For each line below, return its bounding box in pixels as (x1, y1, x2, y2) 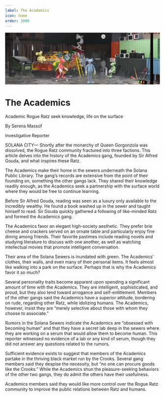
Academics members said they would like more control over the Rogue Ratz (5, 381, 159, 387)
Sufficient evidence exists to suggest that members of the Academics (5, 351, 146, 357)
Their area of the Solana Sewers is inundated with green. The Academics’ (5, 254, 154, 260)
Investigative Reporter (5, 133, 50, 139)
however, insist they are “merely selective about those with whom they (5, 305, 148, 311)
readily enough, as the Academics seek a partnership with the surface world (5, 183, 160, 189)
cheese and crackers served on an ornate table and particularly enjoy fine (5, 228, 155, 234)
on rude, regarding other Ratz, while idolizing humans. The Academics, (5, 300, 149, 306)
